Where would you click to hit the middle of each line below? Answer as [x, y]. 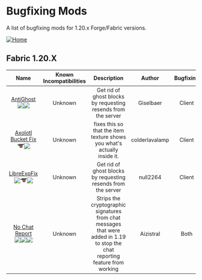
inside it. [109, 156]
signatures [109, 211]
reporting [109, 256]
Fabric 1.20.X [32, 59]
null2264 [150, 177]
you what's [109, 143]
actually [109, 150]
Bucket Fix [23, 139]
